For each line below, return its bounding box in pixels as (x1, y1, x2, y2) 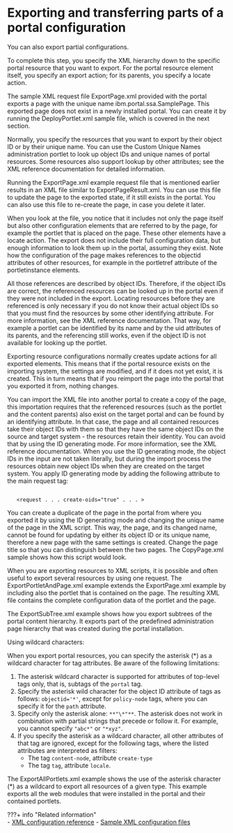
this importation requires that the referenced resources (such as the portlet (7, 402, 223, 411)
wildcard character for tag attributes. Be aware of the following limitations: (7, 659, 220, 667)
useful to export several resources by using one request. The (7, 574, 182, 582)
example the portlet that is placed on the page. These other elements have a (7, 229, 226, 237)
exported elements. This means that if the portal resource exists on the (7, 359, 211, 367)
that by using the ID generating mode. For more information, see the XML (7, 439, 217, 448)
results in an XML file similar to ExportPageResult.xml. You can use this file (7, 185, 221, 194)
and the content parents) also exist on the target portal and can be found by (7, 410, 225, 418)
